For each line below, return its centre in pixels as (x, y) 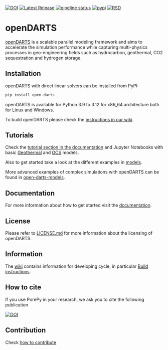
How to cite (23, 288)
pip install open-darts (30, 95)
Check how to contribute (31, 342)
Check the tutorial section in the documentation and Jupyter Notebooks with (84, 147)
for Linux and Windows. (30, 110)
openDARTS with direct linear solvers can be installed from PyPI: (72, 86)
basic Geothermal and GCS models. (42, 152)
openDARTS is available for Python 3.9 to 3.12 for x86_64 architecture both (82, 104)
